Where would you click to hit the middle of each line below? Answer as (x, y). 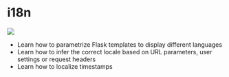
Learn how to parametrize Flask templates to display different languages (119, 44)
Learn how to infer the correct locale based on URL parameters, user (115, 52)
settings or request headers (56, 59)
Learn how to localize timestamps (65, 66)
